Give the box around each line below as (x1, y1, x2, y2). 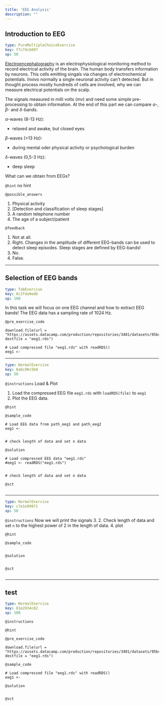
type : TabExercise (5, 287, 42, 292)
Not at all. (12, 234, 32, 240)
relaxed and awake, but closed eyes (12, 125, 84, 131)
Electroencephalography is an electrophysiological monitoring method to (5, 61, 151, 67)
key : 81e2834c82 (5, 606, 38, 611)
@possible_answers (5, 192, 42, 197)
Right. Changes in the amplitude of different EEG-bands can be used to (12, 239, 155, 245)
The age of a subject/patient (12, 216, 70, 222)
